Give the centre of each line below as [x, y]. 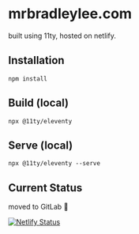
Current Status [45, 188]
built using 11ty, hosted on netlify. [62, 36]
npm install [28, 79]
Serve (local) [41, 145]
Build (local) [39, 103]
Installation [36, 60]
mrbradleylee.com [70, 14]
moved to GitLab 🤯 [38, 207]
